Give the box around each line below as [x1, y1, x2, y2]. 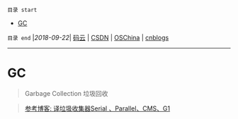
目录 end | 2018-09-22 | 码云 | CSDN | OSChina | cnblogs [7, 34, 169, 42]
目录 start [7, 6, 38, 13]
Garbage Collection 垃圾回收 [24, 89, 108, 97]
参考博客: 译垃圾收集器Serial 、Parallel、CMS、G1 [24, 104, 171, 113]
